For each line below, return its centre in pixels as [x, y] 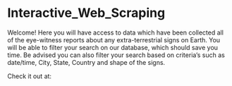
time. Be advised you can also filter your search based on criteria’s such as [116, 55]
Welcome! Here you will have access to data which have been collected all [116, 32]
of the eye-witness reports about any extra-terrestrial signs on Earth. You [114, 39]
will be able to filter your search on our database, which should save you [113, 47]
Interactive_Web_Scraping [86, 13]
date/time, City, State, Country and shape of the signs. [86, 62]
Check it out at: [29, 76]
